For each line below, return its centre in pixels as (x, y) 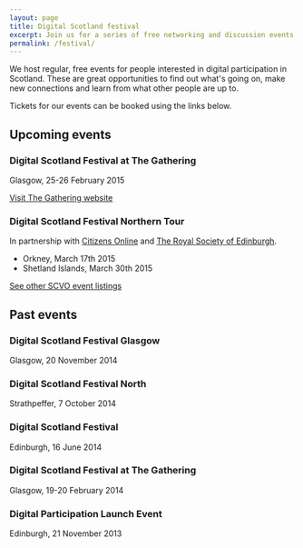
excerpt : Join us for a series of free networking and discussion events (152, 35)
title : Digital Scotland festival (75, 26)
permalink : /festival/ (52, 43)
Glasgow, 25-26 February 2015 (67, 180)
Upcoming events (60, 134)
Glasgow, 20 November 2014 (64, 360)
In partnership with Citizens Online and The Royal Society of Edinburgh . (143, 241)
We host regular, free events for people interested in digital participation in (148, 69)
